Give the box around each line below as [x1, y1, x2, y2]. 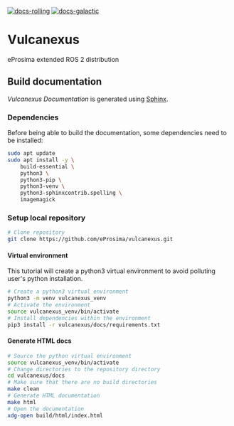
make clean [7, 385, 40, 393]
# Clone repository [7, 229, 65, 236]
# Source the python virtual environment [7, 352, 132, 359]
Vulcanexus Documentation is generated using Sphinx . [7, 95, 169, 103]
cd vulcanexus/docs [7, 372, 65, 380]
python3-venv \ [20, 183, 65, 190]
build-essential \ [20, 163, 75, 170]
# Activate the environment [7, 302, 91, 309]
